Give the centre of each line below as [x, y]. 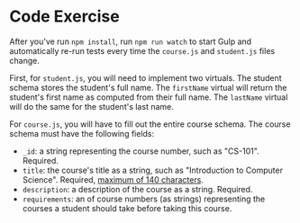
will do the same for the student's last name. [91, 106]
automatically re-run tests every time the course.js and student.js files [142, 50]
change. [25, 60]
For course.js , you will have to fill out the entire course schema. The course [150, 124]
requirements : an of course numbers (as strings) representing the [144, 199]
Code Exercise [64, 17]
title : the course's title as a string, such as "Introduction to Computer [153, 170]
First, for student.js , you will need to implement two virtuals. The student [145, 77]
